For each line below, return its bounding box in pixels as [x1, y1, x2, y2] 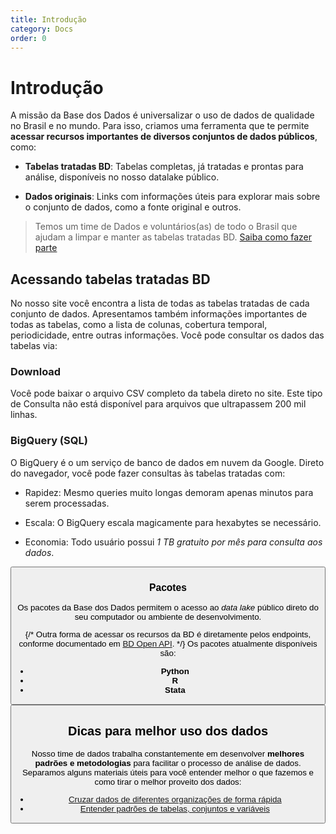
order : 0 [10, 33, 47, 43]
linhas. [10, 409, 38, 421]
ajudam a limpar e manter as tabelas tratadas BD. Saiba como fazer [34, 231, 313, 243]
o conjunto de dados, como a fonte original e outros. [24, 201, 242, 213]
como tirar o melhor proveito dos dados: [94, 776, 242, 787]
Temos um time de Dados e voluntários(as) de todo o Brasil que [34, 221, 298, 233]
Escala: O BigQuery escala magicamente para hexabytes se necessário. [24, 516, 322, 528]
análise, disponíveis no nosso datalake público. [24, 171, 220, 183]
